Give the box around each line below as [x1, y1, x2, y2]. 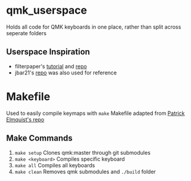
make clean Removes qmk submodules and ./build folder [14, 168, 156, 175]
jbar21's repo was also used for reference [14, 69, 117, 76]
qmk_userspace [6, 4, 87, 17]
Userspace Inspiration [6, 47, 90, 57]
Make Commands [6, 133, 73, 143]
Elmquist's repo [6, 116, 45, 123]
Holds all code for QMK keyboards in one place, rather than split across [6, 23, 181, 30]
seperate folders [6, 29, 46, 36]
